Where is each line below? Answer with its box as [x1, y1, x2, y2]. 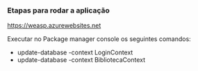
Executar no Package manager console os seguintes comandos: [7, 35, 191, 43]
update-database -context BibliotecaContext [17, 56, 146, 64]
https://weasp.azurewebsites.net [7, 22, 101, 30]
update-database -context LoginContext [17, 48, 133, 57]
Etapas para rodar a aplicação [7, 6, 110, 15]
